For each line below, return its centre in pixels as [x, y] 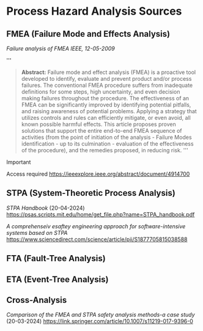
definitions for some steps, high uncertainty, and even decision [101, 92]
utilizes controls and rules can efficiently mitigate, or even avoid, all [106, 118]
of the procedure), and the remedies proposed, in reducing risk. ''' [105, 150]
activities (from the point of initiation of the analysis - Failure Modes [106, 137]
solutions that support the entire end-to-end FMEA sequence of [102, 131]
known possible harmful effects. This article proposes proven [98, 124]
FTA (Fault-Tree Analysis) [56, 258]
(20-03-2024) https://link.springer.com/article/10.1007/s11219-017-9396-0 [100, 321]
